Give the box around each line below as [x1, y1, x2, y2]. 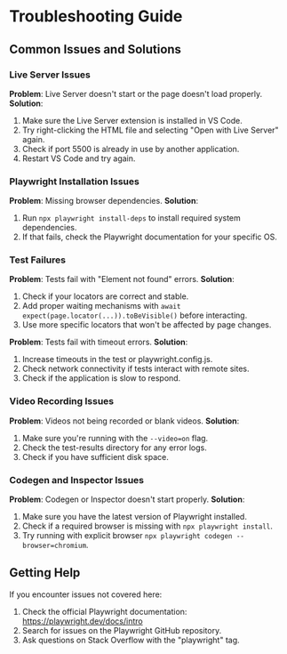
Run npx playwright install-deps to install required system [21, 213, 242, 223]
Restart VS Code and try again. [21, 153, 136, 164]
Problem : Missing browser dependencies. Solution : [9, 196, 198, 206]
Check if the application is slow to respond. [21, 373, 181, 384]
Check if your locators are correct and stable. [21, 291, 189, 302]
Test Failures [9, 254, 67, 266]
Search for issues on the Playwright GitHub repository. [21, 625, 222, 635]
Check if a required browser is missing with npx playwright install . [21, 521, 274, 531]
